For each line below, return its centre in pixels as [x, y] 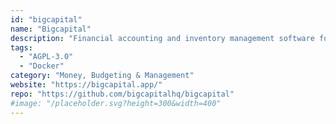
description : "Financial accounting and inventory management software [162, 38]
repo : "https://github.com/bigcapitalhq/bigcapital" [122, 94]
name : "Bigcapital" [51, 29]
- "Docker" [42, 66]
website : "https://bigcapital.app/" [86, 85]
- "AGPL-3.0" [46, 57]
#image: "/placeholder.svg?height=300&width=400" [116, 103]
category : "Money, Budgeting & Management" [102, 76]
